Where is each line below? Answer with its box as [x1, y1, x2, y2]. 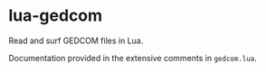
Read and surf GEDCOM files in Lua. [8, 35, 144, 46]
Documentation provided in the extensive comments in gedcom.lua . [8, 52, 257, 63]
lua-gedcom [8, 5, 103, 26]
